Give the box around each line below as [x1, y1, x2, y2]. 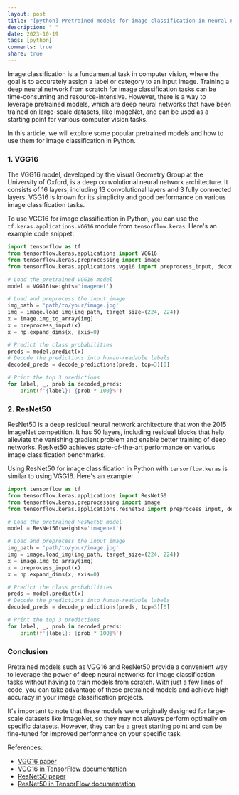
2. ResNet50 [7, 404, 52, 414]
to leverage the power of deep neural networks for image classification [7, 670, 216, 679]
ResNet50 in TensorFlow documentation [17, 780, 137, 789]
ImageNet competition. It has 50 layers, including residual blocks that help [7, 428, 225, 436]
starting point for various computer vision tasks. [7, 115, 148, 123]
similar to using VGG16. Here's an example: [7, 472, 134, 480]
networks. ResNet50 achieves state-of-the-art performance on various [7, 443, 216, 452]
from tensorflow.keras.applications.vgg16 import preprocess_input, [7, 263, 215, 270]
